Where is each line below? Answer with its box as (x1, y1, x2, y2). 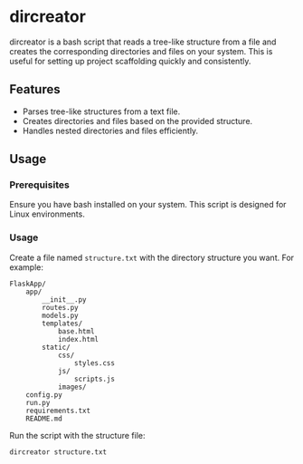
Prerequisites (9, 179, 70, 191)
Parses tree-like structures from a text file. (22, 106, 181, 117)
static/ (42, 343, 71, 352)
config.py (25, 390, 63, 400)
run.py (25, 398, 51, 407)
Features (9, 82, 61, 97)
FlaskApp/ (9, 279, 47, 288)
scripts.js (73, 374, 116, 383)
